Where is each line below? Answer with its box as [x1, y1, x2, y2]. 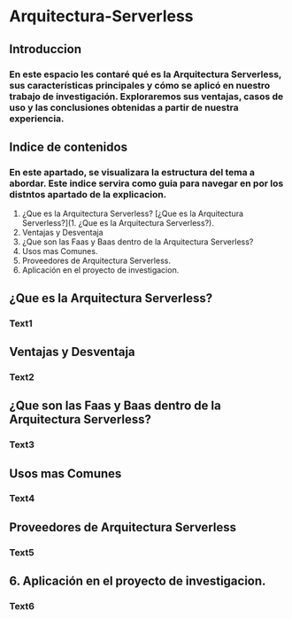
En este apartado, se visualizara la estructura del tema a [9, 166, 255, 178]
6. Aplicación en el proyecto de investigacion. [9, 574, 266, 589]
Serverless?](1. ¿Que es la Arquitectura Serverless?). [21, 218, 214, 228]
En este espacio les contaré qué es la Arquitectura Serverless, [9, 68, 282, 81]
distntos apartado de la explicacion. [9, 188, 167, 200]
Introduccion [9, 42, 82, 57]
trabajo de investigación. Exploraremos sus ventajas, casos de [9, 90, 284, 103]
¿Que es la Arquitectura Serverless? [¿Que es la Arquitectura [21, 208, 244, 219]
